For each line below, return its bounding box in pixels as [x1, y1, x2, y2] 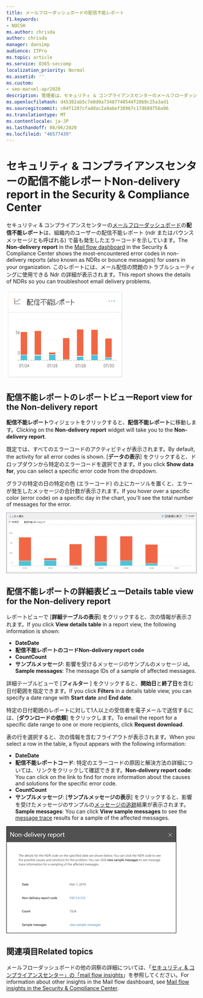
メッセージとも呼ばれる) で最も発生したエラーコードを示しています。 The [6, 236, 188, 244]
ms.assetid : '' [6, 73, 45, 80]
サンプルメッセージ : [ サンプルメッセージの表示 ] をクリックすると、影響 [14, 793, 192, 800]
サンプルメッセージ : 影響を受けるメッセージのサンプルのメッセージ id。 [14, 660, 193, 667]
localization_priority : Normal [6, 67, 85, 73]
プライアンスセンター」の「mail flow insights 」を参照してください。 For [11, 971, 189, 979]
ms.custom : [6, 80, 34, 86]
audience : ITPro [6, 48, 47, 54]
